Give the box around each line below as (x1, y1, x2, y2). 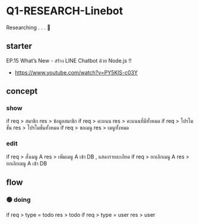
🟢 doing (6, 195, 31, 204)
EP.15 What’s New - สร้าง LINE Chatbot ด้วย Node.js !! (6, 57, 132, 64)
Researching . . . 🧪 (6, 24, 51, 31)
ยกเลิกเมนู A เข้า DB (6, 160, 48, 167)
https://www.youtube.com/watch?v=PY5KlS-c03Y (14, 69, 138, 76)
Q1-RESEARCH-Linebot (6, 4, 124, 18)
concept (6, 86, 38, 97)
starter (6, 41, 33, 51)
